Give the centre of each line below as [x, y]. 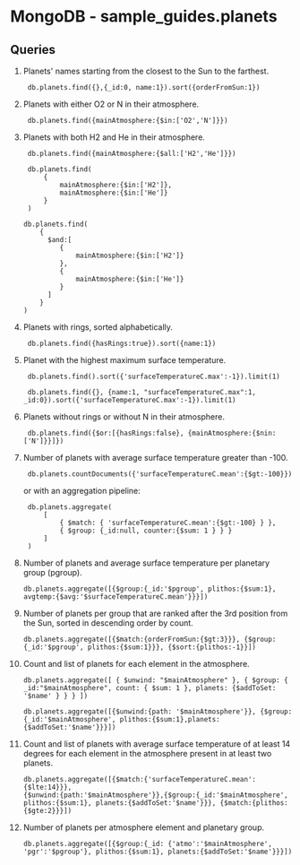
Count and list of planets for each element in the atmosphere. [136, 664]
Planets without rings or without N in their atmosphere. [124, 417]
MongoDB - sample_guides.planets [144, 17]
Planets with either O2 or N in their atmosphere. [111, 104]
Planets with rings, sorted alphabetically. [98, 327]
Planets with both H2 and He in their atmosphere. [114, 137]
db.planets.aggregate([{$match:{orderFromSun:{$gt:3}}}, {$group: [150, 639]
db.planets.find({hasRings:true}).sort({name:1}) [122, 343]
